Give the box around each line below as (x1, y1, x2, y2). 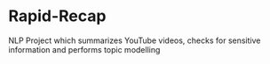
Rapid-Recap (8, 6, 107, 26)
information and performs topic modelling (8, 44, 161, 54)
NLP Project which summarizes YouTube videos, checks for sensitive (8, 35, 261, 46)
